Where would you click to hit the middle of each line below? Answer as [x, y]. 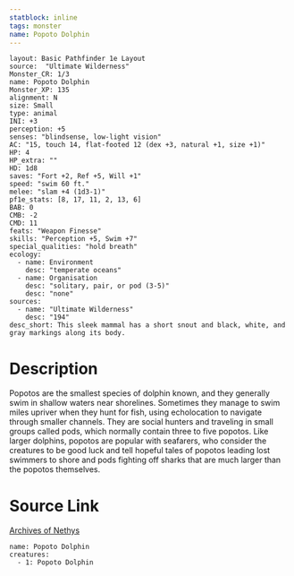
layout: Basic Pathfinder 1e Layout [77, 59]
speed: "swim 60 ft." [50, 185]
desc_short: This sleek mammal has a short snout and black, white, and [147, 325]
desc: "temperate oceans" [74, 271]
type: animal [34, 114]
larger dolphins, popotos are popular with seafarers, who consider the [138, 441]
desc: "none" [50, 294]
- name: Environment [55, 262]
